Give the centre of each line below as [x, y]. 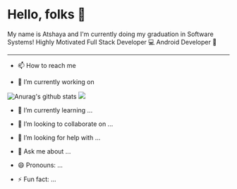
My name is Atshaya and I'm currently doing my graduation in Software [110, 34]
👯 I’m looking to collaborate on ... [65, 124]
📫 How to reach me [47, 65]
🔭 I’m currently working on [56, 81]
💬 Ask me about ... [44, 151]
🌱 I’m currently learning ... [55, 110]
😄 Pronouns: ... [40, 165]
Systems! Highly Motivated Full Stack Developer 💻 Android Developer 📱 [112, 42]
